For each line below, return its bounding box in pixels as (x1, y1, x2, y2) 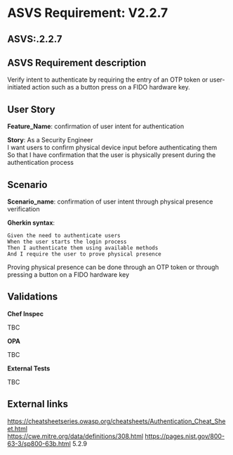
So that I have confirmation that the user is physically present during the (7, 151, 216, 159)
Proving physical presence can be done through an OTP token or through (7, 263, 219, 272)
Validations (7, 291, 58, 303)
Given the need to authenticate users (7, 232, 121, 239)
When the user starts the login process (7, 238, 128, 246)
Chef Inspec (7, 309, 44, 318)
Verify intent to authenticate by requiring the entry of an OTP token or (7, 75, 208, 84)
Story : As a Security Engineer (7, 136, 93, 144)
